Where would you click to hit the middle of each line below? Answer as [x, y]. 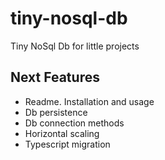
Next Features [55, 77]
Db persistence [56, 112]
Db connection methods [74, 123]
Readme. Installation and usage [89, 101]
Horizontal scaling [62, 133]
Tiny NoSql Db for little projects [75, 46]
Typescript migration [67, 144]
